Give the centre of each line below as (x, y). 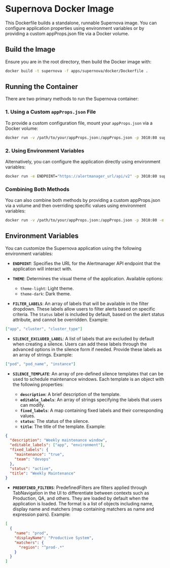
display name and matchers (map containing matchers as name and (83, 509)
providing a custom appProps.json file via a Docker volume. (67, 33)
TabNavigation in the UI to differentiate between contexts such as (81, 493)
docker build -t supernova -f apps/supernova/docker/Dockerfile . (77, 71)
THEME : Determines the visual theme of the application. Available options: (88, 278)
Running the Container (42, 87)
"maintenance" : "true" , (39, 455)
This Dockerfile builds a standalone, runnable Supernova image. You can (81, 23)
